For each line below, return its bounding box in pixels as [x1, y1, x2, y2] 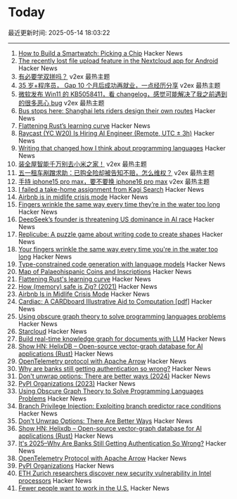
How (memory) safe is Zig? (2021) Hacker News [18, 282, 158, 290]
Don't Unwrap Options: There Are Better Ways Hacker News [18, 416, 193, 425]
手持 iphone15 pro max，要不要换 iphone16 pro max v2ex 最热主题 [18, 177, 210, 186]
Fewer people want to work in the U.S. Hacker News [18, 484, 169, 492]
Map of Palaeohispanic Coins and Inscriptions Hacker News [18, 267, 192, 276]
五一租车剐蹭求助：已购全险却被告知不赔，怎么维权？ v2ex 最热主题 [18, 168, 215, 176]
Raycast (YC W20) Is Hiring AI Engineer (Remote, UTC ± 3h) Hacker [18, 129, 215, 137]
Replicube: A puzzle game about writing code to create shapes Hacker [18, 230, 224, 238]
